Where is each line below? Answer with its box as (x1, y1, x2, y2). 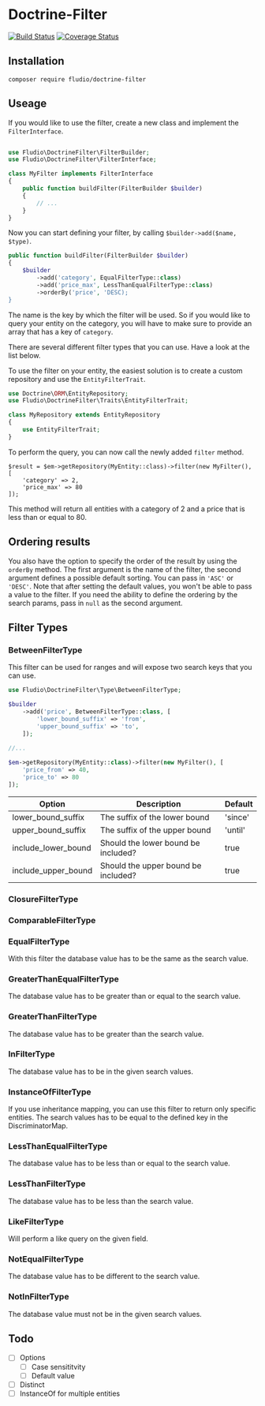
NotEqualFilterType (8, 1253, 84, 1264)
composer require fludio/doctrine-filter (8, 75, 147, 84)
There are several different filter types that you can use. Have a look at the (8, 342, 250, 352)
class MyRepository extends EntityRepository (8, 411, 160, 419)
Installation (8, 54, 65, 68)
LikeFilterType (8, 1216, 65, 1227)
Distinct (19, 1379, 45, 1389)
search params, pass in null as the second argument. (8, 598, 183, 608)
